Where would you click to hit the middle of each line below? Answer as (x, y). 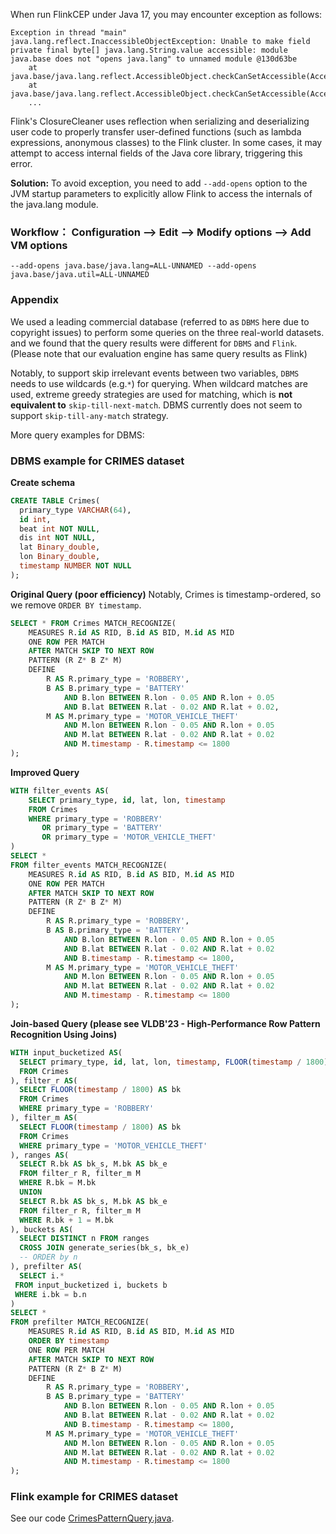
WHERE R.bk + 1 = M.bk (66, 1220)
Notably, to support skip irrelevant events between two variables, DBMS (155, 373)
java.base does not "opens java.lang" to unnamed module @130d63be (154, 59)
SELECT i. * (42, 1275)
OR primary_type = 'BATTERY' (102, 828)
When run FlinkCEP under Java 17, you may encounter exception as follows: (166, 14)
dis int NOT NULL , (58, 538)
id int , (35, 519)
